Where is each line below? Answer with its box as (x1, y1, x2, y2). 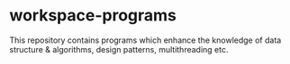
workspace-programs (9, 5, 177, 26)
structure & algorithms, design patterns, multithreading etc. (9, 44, 229, 54)
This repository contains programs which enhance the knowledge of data (9, 35, 282, 45)
